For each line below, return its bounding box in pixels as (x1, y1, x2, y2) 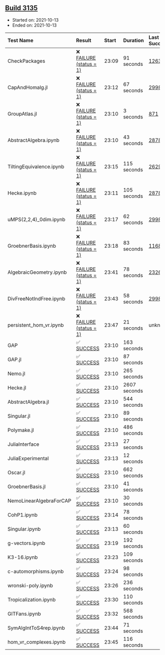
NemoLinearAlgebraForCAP (7, 497, 72, 504)
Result (76, 37, 92, 44)
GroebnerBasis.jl (7, 483, 46, 490)
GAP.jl (7, 356, 22, 363)
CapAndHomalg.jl (7, 84, 48, 90)
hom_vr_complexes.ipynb (7, 638, 66, 645)
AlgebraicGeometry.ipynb (7, 269, 67, 276)
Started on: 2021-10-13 (12, 17, 59, 23)
